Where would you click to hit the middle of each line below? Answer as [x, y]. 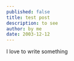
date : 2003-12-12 [28, 34]
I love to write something [37, 51]
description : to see [32, 23]
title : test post [28, 18]
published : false [28, 12]
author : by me [24, 29]
